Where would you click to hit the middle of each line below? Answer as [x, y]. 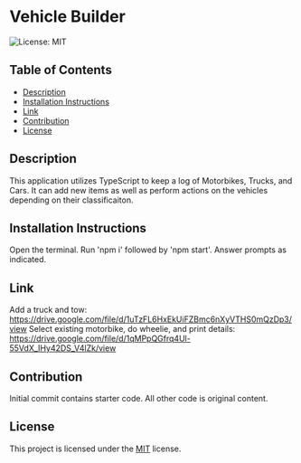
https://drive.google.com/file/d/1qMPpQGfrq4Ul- [100, 339]
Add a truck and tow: [48, 310]
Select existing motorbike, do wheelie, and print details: [132, 329]
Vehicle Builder [68, 17]
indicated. [28, 260]
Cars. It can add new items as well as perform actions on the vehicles [139, 190]
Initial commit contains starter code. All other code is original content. [139, 398]
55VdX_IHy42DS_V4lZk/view [63, 348]
